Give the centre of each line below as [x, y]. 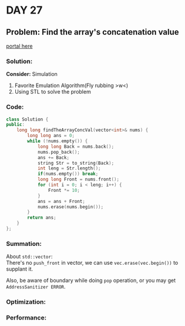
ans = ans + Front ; [61, 201]
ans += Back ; [53, 157]
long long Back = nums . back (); [76, 147]
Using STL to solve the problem [53, 92]
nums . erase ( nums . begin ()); [70, 207]
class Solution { [27, 119]
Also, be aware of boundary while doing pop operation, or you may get [91, 281]
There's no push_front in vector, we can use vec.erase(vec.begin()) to [92, 263]
